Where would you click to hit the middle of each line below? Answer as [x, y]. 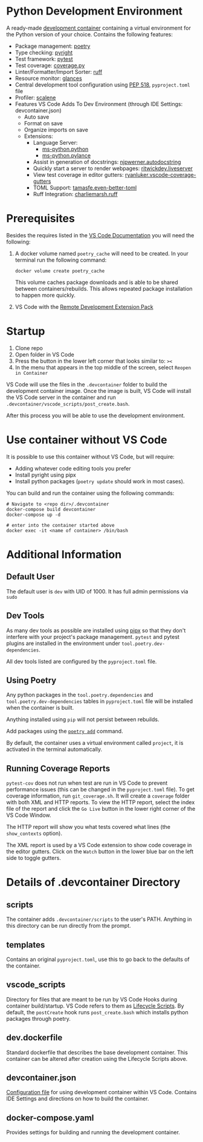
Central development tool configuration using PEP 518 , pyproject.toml [102, 84]
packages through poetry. [39, 1018]
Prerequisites [41, 219]
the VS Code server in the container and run [61, 397]
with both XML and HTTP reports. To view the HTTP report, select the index [101, 802]
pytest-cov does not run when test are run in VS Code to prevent [87, 783]
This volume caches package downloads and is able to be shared [96, 282]
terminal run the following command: [61, 260]
